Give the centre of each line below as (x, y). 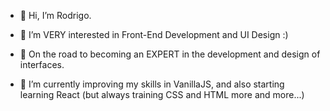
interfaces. (42, 64)
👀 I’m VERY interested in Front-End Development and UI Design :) (154, 34)
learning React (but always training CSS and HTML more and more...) (162, 94)
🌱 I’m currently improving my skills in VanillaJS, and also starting (152, 84)
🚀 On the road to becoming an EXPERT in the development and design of (170, 54)
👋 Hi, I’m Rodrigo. (55, 15)
